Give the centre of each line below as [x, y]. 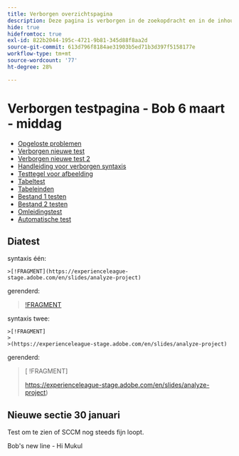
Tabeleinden [36, 189]
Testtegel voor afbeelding [55, 173]
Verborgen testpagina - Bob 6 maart [116, 108]
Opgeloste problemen [49, 143]
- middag [35, 124]
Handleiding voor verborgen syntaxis [72, 166]
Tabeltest [31, 181]
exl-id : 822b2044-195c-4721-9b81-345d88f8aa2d [78, 41]
